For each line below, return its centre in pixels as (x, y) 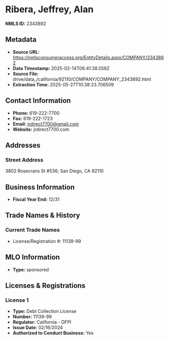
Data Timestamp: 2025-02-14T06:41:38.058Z (61, 68)
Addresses (23, 145)
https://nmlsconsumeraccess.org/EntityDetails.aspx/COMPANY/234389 (88, 57)
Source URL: (26, 52)
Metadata (21, 40)
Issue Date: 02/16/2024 (38, 328)
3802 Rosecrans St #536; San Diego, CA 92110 (54, 171)
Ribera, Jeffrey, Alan (49, 9)
